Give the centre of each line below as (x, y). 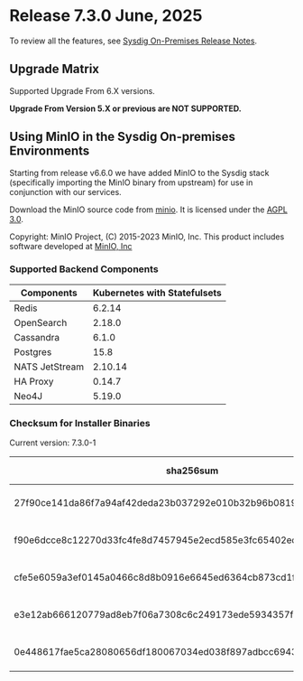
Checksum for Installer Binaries (80, 423)
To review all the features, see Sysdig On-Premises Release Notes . (133, 41)
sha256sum (192, 471)
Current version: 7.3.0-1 (53, 443)
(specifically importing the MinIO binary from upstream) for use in (131, 182)
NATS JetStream (49, 367)
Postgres (33, 351)
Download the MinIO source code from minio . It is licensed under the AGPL (149, 210)
